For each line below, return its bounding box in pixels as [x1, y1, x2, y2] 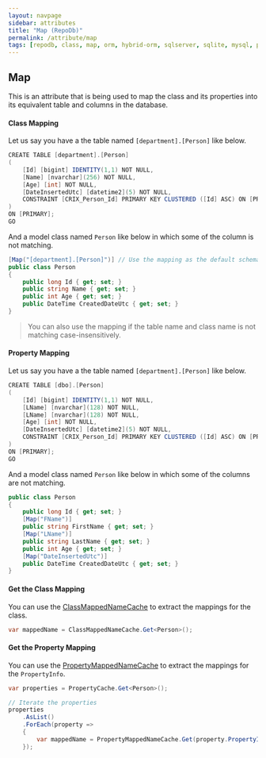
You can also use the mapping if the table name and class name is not [27, 321, 256, 331]
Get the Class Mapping [8, 584, 85, 594]
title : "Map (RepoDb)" [8, 26, 83, 34]
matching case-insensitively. [27, 330, 121, 340]
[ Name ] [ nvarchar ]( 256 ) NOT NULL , [22, 173, 136, 181]
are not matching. [8, 478, 66, 487]
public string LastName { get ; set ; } [22, 537, 150, 545]
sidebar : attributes [8, 19, 77, 27]
